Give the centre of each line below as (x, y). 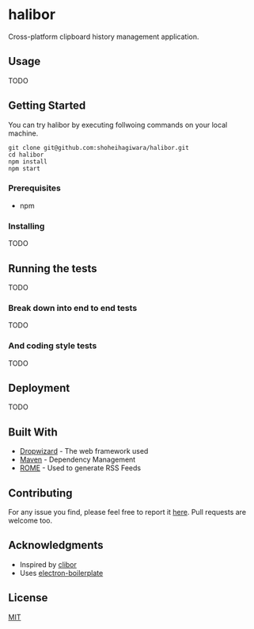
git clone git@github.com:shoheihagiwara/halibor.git (99, 148)
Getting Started (47, 106)
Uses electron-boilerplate (61, 573)
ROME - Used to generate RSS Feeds (80, 468)
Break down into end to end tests (73, 308)
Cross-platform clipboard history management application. (104, 36)
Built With (33, 432)
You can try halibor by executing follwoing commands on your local (118, 125)
